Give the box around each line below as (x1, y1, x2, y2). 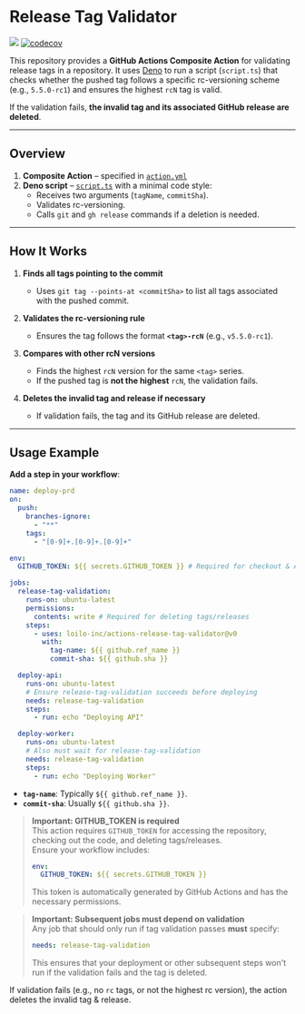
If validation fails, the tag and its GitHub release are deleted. (35, 410, 261, 421)
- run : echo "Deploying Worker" (33, 772, 156, 781)
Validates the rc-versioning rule (22, 312, 145, 323)
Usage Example (9, 445, 100, 460)
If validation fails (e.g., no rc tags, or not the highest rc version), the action (9, 985, 288, 996)
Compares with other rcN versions (22, 348, 156, 359)
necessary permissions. (31, 896, 122, 907)
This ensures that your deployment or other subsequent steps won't (31, 958, 287, 969)
